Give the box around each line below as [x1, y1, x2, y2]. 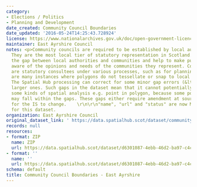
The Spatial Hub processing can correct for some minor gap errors [11, 80, 180, 86]
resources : [6, 128, 33, 135]
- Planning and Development [6, 19, 75, 25]
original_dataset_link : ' [6, 118, 69, 124]
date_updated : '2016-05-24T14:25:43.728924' [6, 30, 117, 36]
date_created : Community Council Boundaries [6, 25, 117, 31]
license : [6, 36, 28, 42]
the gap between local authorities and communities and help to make [11, 57, 185, 63]
